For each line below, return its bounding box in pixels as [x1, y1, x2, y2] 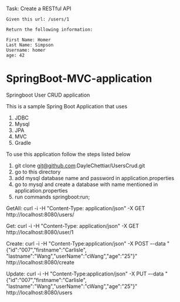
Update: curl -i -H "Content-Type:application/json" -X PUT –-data [6, 270, 164, 277]
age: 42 [6, 52, 25, 58]
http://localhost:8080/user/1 [6, 228, 74, 235]
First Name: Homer [6, 37, 51, 43]
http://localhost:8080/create [6, 258, 74, 266]
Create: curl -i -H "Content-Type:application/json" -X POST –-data [6, 240, 166, 247]
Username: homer [6, 47, 46, 53]
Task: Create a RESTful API [6, 5, 72, 12]
